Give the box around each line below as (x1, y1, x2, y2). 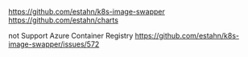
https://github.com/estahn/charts (8, 15, 119, 25)
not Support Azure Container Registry (8, 31, 134, 40)
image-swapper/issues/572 (8, 39, 100, 49)
